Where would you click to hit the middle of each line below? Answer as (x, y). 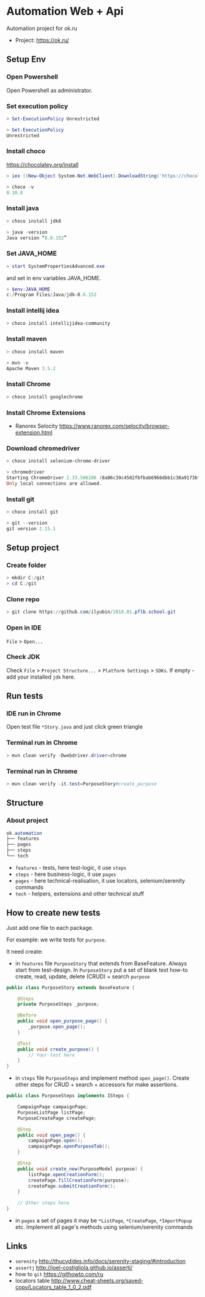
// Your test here (52, 1055)
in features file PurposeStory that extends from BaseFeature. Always (101, 963)
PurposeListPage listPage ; (52, 1113)
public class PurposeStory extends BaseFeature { (71, 987)
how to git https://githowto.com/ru (59, 1274)
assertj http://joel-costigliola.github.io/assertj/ (74, 1268)
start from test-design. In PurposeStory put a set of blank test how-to (101, 970)
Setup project (33, 548)
